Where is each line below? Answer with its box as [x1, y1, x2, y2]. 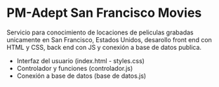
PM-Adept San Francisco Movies [6, 5, 202, 21]
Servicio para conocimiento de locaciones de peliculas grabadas [6, 28, 194, 36]
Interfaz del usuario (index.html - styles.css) [16, 56, 145, 65]
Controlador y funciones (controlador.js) [16, 64, 133, 72]
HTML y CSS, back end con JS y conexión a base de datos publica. [6, 43, 201, 51]
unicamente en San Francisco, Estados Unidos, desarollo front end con [6, 35, 212, 43]
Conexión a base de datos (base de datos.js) [16, 72, 147, 80]
